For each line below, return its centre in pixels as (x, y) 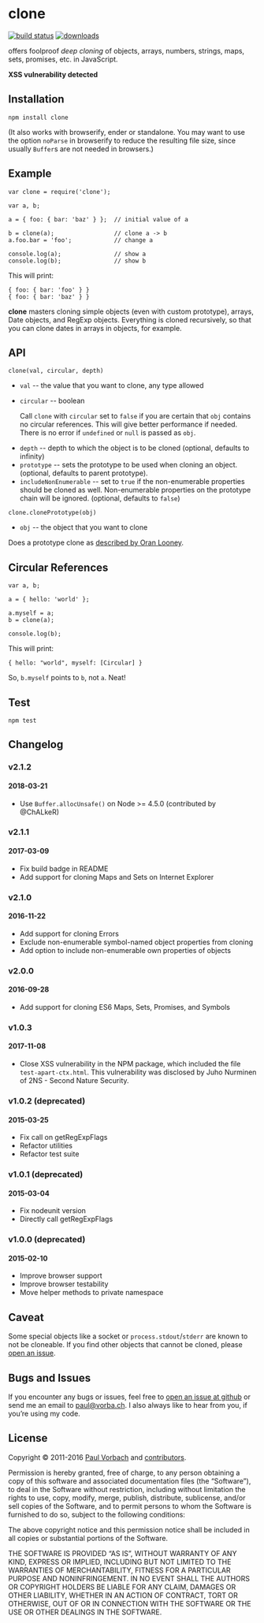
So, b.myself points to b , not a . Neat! (67, 678)
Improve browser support (61, 1276)
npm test (22, 720)
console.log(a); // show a (77, 254)
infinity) (32, 456)
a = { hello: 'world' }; (49, 600)
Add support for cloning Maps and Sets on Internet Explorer (117, 877)
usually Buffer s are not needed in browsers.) (81, 149)
